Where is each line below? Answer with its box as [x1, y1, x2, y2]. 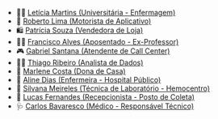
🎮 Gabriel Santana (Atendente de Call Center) [15, 46, 170, 56]
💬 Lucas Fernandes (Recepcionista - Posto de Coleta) [15, 92, 195, 101]
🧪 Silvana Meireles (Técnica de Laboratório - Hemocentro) [15, 83, 211, 93]
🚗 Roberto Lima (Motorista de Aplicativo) [15, 16, 152, 26]
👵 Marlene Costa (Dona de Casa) [15, 66, 127, 76]
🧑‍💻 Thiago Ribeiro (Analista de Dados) [15, 57, 144, 67]
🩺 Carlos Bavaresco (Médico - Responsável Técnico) [15, 101, 195, 111]
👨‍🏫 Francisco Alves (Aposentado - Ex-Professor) [15, 37, 179, 46]
